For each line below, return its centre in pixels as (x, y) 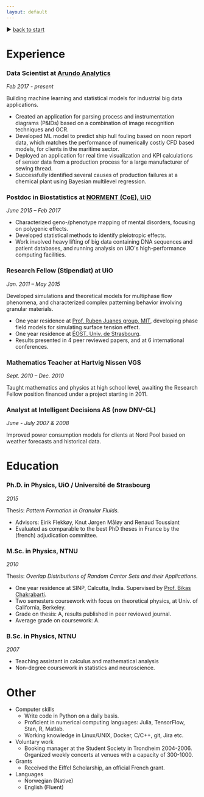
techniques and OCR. (42, 129)
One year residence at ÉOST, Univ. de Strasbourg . (78, 333)
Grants (23, 762)
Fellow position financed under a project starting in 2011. (77, 394)
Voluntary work (34, 742)
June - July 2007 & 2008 (38, 423)
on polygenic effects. (42, 229)
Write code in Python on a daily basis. (72, 716)
